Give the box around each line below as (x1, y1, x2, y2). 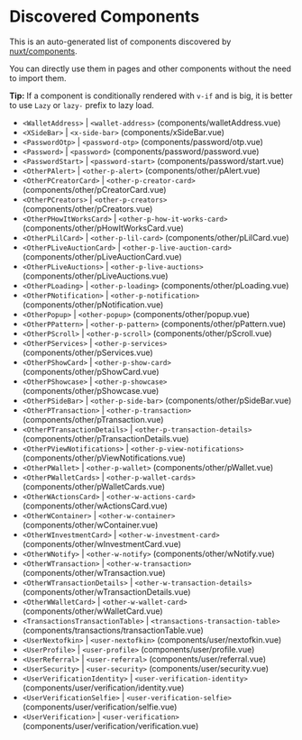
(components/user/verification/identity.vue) (22, 682, 185, 693)
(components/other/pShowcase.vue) (22, 385, 160, 396)
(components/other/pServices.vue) (22, 347, 153, 358)
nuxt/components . (9, 45, 78, 56)
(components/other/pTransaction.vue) (22, 414, 164, 425)
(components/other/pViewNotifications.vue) (22, 452, 187, 463)
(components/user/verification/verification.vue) (22, 720, 199, 731)
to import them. (9, 72, 67, 83)
